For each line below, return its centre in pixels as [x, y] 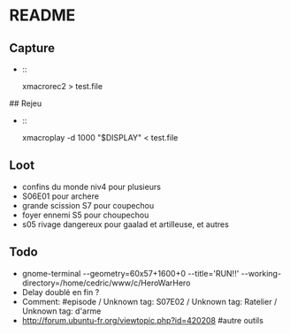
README [42, 15]
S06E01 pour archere [61, 196]
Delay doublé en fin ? [61, 292]
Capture [32, 48]
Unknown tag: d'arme [61, 311]
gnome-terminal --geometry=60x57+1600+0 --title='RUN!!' [130, 273]
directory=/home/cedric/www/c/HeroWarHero [106, 283]
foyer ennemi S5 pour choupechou [85, 215]
